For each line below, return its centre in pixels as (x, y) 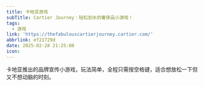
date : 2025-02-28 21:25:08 (40, 46)
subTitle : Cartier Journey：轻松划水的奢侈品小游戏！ (70, 18)
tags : (13, 23)
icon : (13, 51)
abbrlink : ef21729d (31, 40)
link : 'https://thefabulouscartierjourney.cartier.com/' (80, 35)
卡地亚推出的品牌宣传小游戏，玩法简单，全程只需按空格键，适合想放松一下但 (102, 69)
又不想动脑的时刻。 (30, 77)
